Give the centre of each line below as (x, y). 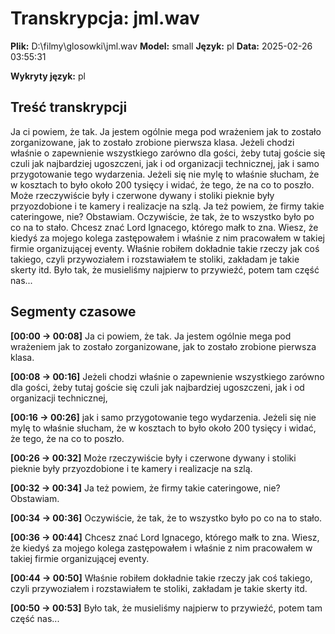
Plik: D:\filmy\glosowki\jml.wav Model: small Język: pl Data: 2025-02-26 (161, 46)
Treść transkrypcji (69, 107)
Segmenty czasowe (73, 312)
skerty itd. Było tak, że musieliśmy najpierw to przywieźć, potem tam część (165, 269)
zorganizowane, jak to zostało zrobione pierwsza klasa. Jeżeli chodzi (152, 142)
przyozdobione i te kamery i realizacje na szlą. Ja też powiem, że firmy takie (167, 206)
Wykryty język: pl (48, 76)
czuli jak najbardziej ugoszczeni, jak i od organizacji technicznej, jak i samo (165, 163)
